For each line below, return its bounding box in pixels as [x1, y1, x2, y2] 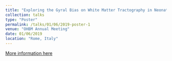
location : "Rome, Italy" [5, 36, 58, 42]
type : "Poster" [5, 17, 38, 22]
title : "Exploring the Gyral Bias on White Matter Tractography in [5, 7, 153, 13]
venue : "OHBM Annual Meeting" [5, 27, 70, 32]
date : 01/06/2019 [5, 31, 42, 36]
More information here [5, 50, 53, 56]
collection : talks [5, 12, 45, 17]
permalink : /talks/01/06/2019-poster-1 [5, 22, 91, 27]
